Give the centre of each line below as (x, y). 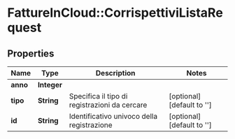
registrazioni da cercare (108, 105)
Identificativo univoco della (113, 116)
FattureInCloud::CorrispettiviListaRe (115, 13)
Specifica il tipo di (98, 96)
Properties (31, 53)
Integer (50, 85)
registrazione (91, 125)
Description (115, 73)
